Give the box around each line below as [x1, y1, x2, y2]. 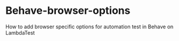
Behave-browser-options [5, 4, 131, 17]
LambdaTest [5, 29, 36, 36]
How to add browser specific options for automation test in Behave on [5, 23, 174, 30]
